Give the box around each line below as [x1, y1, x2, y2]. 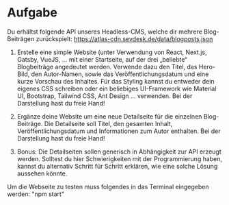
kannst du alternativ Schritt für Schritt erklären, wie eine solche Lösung [16, 162, 218, 170]
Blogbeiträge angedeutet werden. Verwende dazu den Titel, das [16, 62, 198, 71]
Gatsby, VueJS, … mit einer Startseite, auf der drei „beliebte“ [16, 55, 188, 63]
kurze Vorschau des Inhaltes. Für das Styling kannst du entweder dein [16, 77, 215, 85]
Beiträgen [7, 34, 35, 43]
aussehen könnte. [16, 169, 68, 178]
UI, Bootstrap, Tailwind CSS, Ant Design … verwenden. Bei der [16, 91, 193, 100]
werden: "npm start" [7, 190, 65, 198]
